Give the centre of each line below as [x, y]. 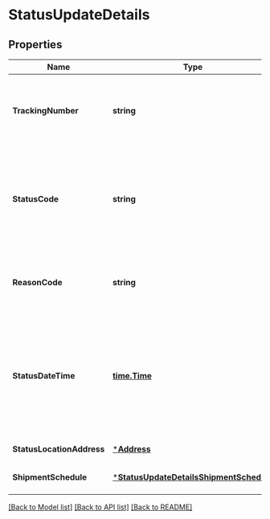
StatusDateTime [44, 376]
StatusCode [35, 199]
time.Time [132, 376]
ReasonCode [37, 282]
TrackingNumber [45, 110]
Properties [35, 45]
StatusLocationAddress [59, 449]
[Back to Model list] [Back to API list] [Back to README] [100, 507]
